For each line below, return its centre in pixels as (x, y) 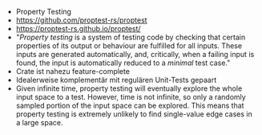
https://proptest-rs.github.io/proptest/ (79, 29)
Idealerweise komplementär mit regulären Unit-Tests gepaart (116, 80)
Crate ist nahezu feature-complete (73, 71)
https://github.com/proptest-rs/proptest (81, 20)
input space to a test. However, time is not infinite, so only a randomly (131, 97)
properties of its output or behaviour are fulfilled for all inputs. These (129, 46)
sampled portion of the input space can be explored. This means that (130, 105)
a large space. (39, 123)
